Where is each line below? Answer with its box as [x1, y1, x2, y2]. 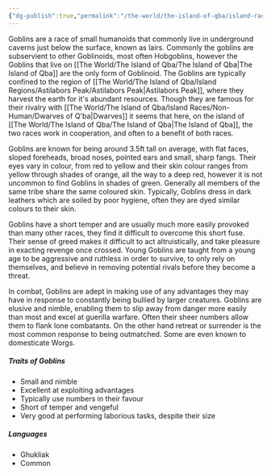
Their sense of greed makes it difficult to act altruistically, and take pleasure [8, 236, 261, 246]
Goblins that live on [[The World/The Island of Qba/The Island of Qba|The [8, 60, 252, 69]
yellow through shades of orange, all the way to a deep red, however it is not [8, 169, 263, 179]
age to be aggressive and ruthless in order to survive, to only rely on [8, 253, 236, 263]
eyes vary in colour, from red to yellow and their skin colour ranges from [8, 160, 248, 170]
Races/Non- [189, 102, 230, 112]
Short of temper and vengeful [19, 402, 119, 412]
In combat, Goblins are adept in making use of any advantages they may [8, 286, 249, 296]
